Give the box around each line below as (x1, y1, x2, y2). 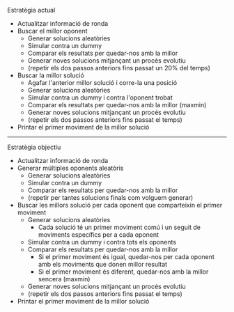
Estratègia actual (7, 6, 56, 14)
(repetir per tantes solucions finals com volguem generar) (27, 194, 194, 201)
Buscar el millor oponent (17, 27, 88, 35)
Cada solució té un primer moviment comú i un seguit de (38, 223, 201, 231)
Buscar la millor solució (17, 71, 85, 79)
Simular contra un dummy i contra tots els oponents (27, 238, 176, 246)
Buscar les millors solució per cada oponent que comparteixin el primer (17, 201, 223, 209)
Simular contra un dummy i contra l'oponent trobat (27, 93, 173, 102)
